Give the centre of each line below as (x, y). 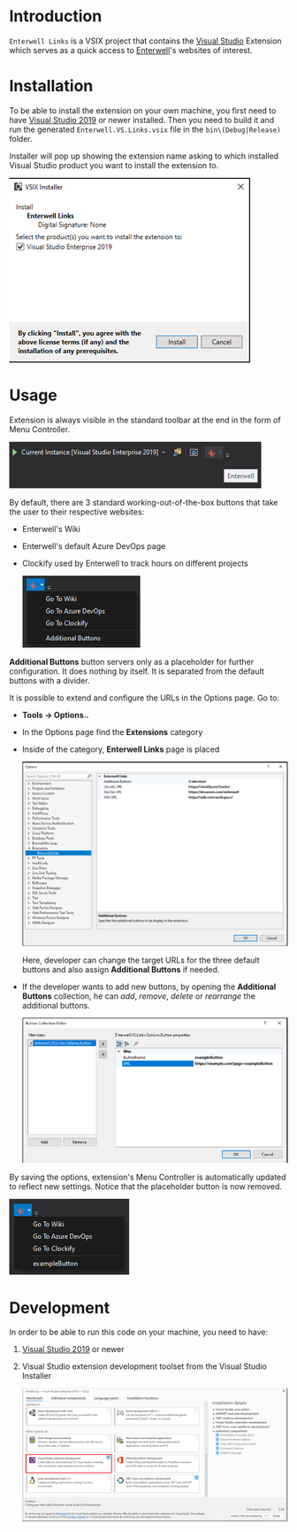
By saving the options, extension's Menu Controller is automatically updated (148, 1177)
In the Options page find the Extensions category (112, 731)
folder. (21, 138)
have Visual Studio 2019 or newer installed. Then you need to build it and (142, 120)
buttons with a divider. (49, 680)
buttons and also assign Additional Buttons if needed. (121, 969)
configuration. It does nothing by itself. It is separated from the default (137, 671)
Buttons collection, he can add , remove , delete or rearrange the (139, 996)
